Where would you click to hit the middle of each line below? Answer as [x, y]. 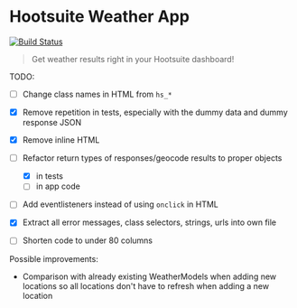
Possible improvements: [54, 258]
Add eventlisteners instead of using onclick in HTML [121, 204]
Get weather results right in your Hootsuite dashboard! [133, 59]
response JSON [52, 123]
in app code [58, 186]
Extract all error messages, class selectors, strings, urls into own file [149, 222]
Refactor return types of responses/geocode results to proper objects [152, 158]
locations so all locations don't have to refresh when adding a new [145, 285]
